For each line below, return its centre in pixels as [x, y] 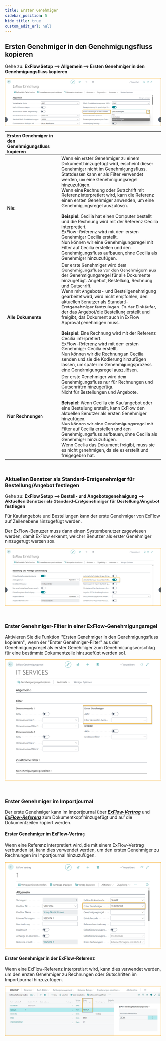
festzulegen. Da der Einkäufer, [125, 307]
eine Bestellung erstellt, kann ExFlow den [103, 408]
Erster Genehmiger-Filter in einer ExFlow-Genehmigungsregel [81, 626]
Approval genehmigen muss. [91, 323]
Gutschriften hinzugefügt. [87, 387]
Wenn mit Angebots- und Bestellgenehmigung [109, 291]
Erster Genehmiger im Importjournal [49, 801]
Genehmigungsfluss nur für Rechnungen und [107, 382]
